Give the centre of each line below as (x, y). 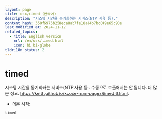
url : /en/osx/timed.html (39, 41)
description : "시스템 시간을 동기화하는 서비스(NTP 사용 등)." (61, 18)
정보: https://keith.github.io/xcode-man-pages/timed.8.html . (69, 93)
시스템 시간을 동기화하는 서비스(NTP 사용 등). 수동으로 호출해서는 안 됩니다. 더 (79, 88)
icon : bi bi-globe (32, 45)
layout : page (18, 9)
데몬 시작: (21, 104)
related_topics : (21, 32)
